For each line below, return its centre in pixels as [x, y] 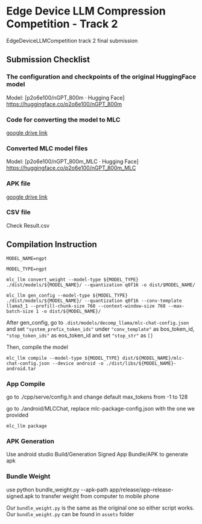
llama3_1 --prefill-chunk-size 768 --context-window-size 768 [86, 306]
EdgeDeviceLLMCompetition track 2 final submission [72, 40]
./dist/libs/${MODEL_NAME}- [141, 363]
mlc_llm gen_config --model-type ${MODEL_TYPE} [67, 295]
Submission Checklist [48, 59]
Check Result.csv [28, 225]
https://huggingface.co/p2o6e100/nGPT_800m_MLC [71, 168]
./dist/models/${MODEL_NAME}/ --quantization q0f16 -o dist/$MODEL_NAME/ [101, 285]
